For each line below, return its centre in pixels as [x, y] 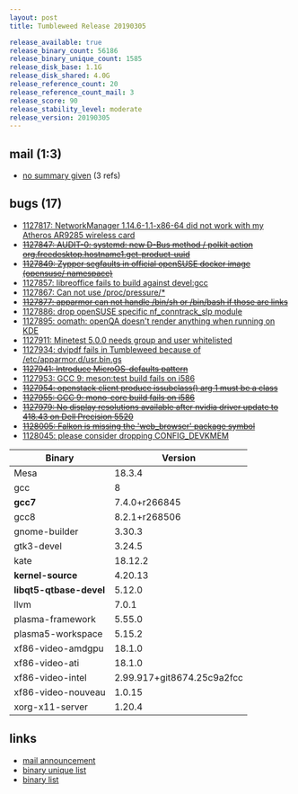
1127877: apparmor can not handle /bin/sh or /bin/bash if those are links [155, 301]
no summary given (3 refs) [71, 175]
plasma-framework [55, 619]
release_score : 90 [44, 101]
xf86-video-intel [50, 677]
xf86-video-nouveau [60, 691]
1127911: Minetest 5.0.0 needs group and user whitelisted [127, 340]
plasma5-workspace [58, 633]
